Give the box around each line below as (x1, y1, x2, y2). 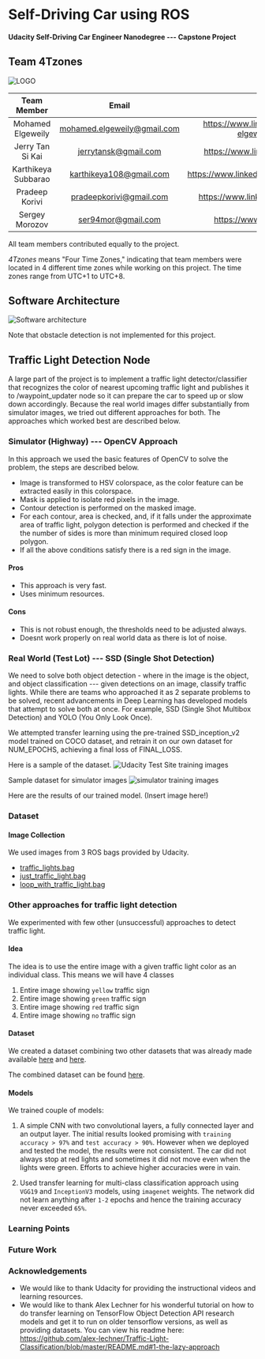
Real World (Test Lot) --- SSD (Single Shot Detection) (8, 652, 215, 663)
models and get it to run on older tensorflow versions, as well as (19, 1317, 229, 1327)
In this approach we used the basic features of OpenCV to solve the (8, 454, 229, 463)
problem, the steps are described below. (8, 462, 140, 472)
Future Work (8, 1244, 57, 1255)
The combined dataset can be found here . (8, 1070, 145, 1080)
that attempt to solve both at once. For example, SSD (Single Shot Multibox (8, 704, 252, 714)
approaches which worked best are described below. (8, 417, 181, 426)
